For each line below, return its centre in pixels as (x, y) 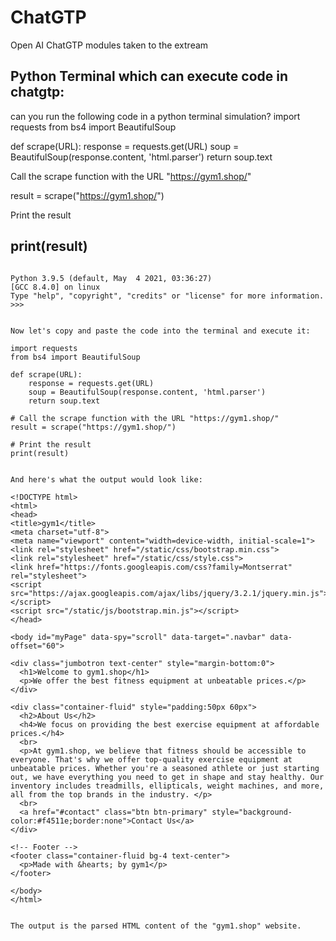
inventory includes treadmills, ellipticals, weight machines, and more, (167, 786)
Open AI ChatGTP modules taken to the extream (109, 45)
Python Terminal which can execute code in (149, 76)
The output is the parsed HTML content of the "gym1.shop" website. (156, 926)
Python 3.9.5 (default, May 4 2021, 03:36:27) (111, 278)
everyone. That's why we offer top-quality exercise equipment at (151, 759)
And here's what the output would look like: (106, 479)
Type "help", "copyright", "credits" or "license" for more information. (167, 296)
